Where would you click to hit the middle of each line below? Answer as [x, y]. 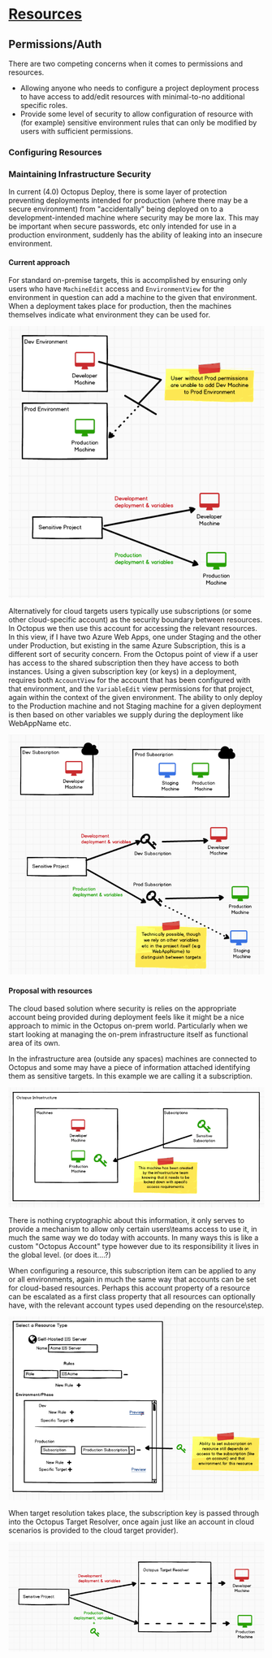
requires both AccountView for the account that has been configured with [130, 680]
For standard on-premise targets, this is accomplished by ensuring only [128, 281]
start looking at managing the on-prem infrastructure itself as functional [128, 1034]
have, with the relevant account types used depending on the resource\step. [136, 1305]
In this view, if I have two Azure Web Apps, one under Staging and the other [135, 637]
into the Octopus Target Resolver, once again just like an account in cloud [131, 1521]
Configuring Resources [55, 152]
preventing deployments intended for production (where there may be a [128, 201]
